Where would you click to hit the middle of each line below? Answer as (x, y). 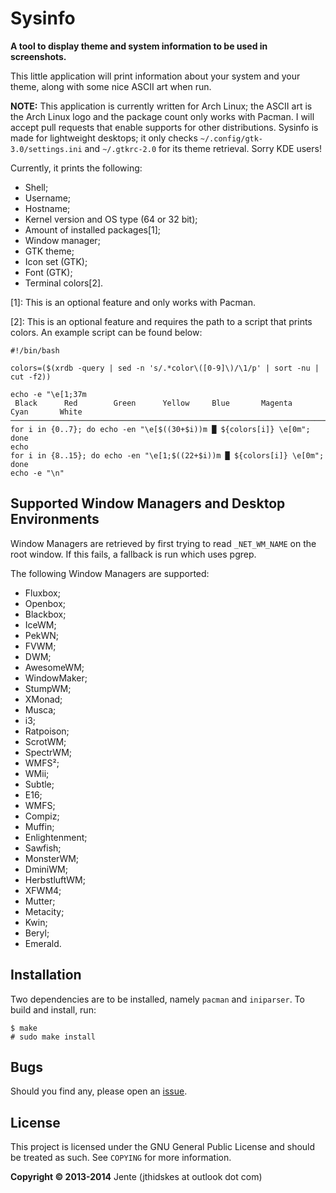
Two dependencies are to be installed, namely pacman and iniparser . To (157, 999)
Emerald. (43, 943)
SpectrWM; (48, 752)
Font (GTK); (48, 272)
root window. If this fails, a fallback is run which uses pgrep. (133, 554)
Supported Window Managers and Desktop (148, 503)
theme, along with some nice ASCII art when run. (111, 86)
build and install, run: (53, 1009)
